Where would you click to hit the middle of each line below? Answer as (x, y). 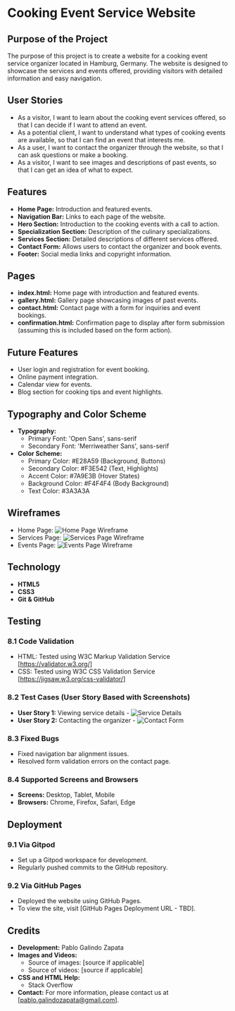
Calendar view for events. (55, 385)
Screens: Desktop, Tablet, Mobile (66, 795)
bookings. (32, 316)
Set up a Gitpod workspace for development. (83, 860)
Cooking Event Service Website (101, 13)
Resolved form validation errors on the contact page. (94, 761)
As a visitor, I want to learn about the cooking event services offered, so (122, 117)
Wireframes (34, 513)
